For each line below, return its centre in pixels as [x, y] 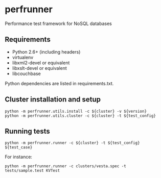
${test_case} [19, 147]
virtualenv [23, 57]
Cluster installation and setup [53, 100]
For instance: [19, 157]
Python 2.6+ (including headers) [46, 52]
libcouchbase [27, 73]
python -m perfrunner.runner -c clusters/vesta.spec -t [65, 166]
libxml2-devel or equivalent [41, 63]
